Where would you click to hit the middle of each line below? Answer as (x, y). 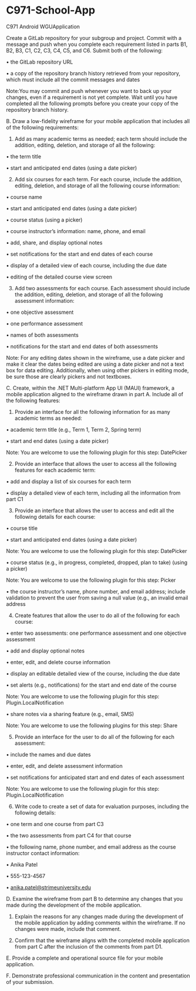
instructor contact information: (43, 853)
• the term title (24, 156)
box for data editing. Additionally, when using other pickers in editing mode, (97, 370)
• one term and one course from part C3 (55, 824)
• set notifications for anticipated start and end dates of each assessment (95, 777)
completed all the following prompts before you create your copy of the (92, 103)
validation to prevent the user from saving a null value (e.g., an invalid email (97, 598)
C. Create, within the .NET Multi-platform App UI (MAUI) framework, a (90, 388)
